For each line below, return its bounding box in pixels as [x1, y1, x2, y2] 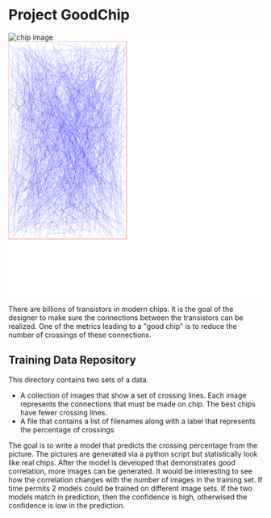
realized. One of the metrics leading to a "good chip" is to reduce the [8, 321, 238, 331]
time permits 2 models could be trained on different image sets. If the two [8, 483, 252, 493]
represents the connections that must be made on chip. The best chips [19, 398, 256, 409]
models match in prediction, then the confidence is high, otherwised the [8, 491, 248, 502]
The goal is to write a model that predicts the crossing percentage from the [8, 440, 258, 450]
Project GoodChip [8, 6, 131, 24]
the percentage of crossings [19, 424, 115, 434]
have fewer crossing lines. [19, 407, 107, 417]
